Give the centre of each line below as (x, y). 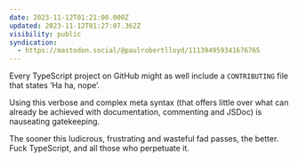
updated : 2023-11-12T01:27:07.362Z (75, 26)
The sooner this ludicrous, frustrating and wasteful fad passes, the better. (144, 139)
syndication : (33, 42)
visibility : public (45, 34)
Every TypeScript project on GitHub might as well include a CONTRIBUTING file (149, 76)
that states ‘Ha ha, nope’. (55, 85)
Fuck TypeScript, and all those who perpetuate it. (99, 149)
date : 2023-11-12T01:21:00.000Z (69, 17)
